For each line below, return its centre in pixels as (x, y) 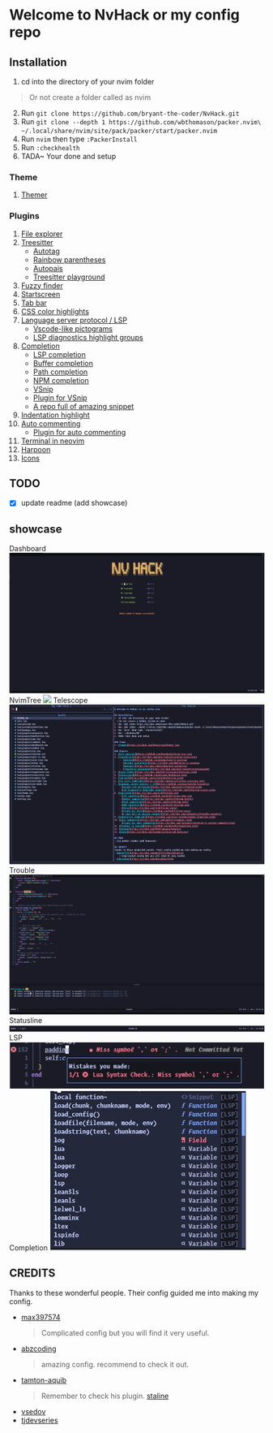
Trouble (22, 870)
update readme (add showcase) (74, 503)
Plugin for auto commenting (79, 432)
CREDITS (32, 1273)
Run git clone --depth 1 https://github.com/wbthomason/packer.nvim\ (141, 122)
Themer (34, 195)
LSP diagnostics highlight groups (88, 337)
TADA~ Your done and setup (68, 156)
